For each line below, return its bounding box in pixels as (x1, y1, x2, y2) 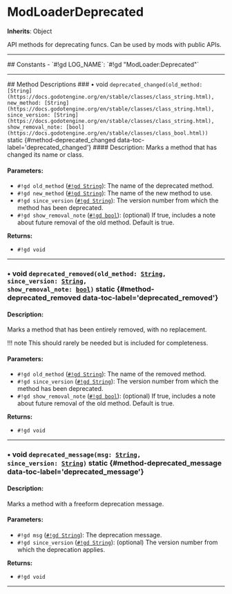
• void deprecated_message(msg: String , (7, 450, 142, 459)
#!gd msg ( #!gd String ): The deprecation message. (17, 530, 162, 539)
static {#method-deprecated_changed (7, 135, 116, 144)
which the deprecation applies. (17, 545, 106, 553)
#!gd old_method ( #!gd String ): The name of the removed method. (17, 370, 206, 379)
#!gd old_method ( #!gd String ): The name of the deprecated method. (17, 182, 214, 190)
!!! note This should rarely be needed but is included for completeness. (7, 339, 209, 347)
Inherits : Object (7, 27, 52, 35)
